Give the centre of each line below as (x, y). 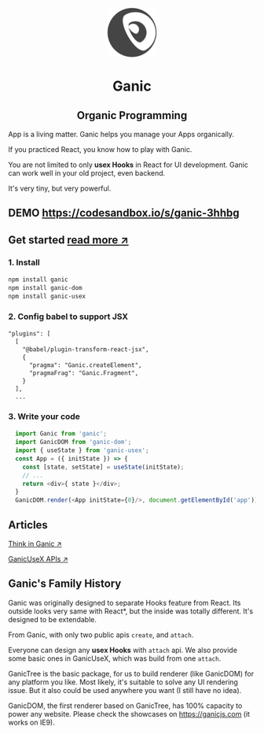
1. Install (24, 262)
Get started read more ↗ (69, 240)
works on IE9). (31, 722)
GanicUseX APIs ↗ (38, 558)
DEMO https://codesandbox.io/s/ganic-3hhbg (124, 213)
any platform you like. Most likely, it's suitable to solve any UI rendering (123, 682)
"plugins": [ (29, 334)
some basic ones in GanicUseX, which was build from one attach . (115, 658)
